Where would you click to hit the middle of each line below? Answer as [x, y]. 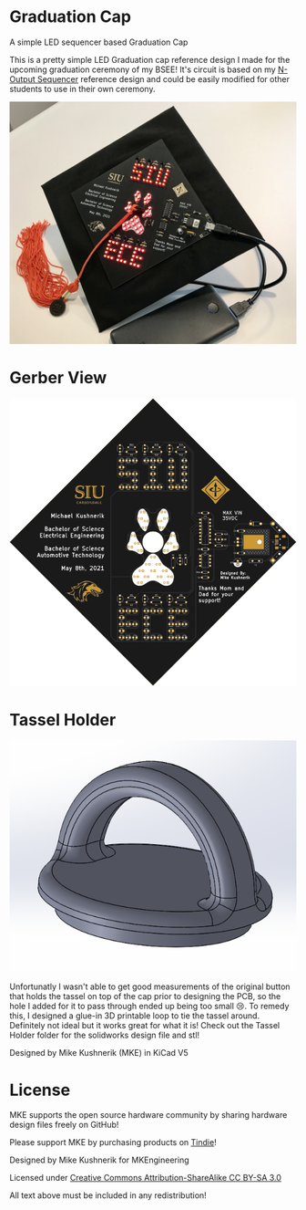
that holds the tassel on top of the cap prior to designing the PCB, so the [145, 996]
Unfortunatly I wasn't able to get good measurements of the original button [150, 986]
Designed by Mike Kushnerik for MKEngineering [99, 1160]
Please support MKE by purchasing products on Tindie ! [113, 1142]
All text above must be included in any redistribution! [108, 1195]
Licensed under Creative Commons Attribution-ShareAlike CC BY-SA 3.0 [146, 1178]
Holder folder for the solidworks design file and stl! [105, 1035]
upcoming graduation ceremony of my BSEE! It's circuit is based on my [143, 69]
